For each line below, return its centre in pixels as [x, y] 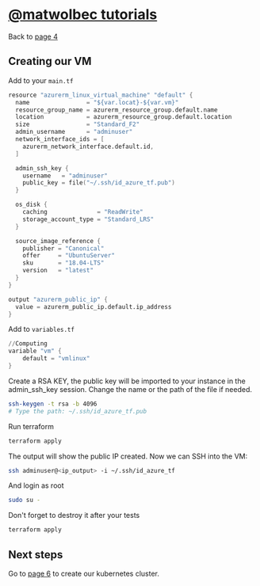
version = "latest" [58, 271]
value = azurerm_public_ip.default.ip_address [94, 306]
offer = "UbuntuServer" [69, 256]
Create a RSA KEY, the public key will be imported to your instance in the [127, 381]
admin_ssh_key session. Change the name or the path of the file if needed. [130, 389]
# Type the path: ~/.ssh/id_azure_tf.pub [78, 411]
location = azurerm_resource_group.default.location [124, 117]
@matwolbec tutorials [83, 15]
